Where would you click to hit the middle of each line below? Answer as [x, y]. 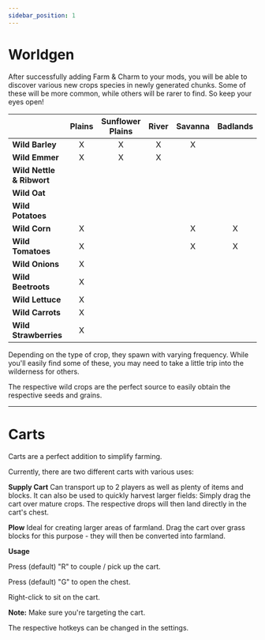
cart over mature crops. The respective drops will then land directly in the [127, 503]
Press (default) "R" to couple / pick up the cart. [84, 567]
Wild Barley [34, 145]
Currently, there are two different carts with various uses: [101, 472]
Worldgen [41, 54]
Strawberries [37, 335]
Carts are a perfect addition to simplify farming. [85, 456]
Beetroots [31, 287]
